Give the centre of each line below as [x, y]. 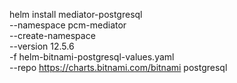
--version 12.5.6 [42, 46]
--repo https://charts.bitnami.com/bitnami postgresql [118, 67]
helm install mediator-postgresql [76, 14]
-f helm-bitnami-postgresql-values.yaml [92, 57]
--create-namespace [52, 35]
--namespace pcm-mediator [68, 25]
